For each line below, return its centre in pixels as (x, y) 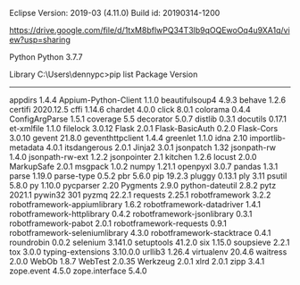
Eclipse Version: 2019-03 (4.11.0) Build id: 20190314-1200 (115, 13)
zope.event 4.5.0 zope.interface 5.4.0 (78, 271)
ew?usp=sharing (40, 40)
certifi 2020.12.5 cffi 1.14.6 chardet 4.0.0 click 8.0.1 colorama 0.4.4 (130, 109)
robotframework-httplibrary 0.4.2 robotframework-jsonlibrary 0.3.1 (131, 214)
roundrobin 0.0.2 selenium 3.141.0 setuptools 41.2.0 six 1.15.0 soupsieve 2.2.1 (150, 242)
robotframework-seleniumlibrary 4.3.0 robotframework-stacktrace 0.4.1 (140, 233)
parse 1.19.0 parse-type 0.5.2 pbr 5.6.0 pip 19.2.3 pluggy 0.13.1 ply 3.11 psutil (148, 176)
